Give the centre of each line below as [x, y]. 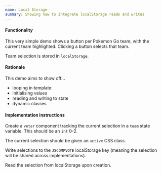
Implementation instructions [35, 115]
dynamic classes [29, 103]
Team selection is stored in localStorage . [47, 56]
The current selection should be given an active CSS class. [65, 141]
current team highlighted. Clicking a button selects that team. [67, 46]
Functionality [19, 30]
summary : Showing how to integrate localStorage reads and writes [75, 14]
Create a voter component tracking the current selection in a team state [78, 126]
